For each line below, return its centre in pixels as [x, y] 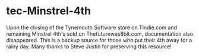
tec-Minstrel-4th [49, 11]
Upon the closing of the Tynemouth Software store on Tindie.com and [92, 27]
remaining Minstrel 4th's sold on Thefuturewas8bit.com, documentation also [100, 33]
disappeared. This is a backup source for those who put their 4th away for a [99, 40]
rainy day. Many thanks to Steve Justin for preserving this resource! [89, 46]
